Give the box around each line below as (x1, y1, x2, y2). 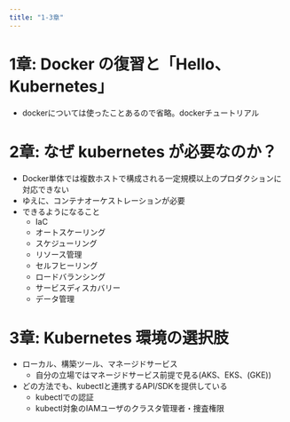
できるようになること (21, 206, 100, 217)
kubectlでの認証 (35, 392, 95, 402)
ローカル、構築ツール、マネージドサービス (21, 359, 178, 370)
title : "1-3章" (9, 12, 64, 22)
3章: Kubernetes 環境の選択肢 (9, 328, 229, 347)
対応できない (21, 184, 69, 195)
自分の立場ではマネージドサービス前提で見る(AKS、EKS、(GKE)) (35, 370, 272, 380)
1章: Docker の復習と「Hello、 (9, 54, 231, 74)
